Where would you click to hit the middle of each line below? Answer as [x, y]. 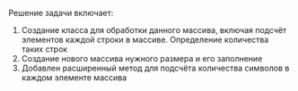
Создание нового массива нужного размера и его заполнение [142, 58]
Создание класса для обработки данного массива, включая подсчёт [154, 30]
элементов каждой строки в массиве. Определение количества [145, 40]
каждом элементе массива [74, 78]
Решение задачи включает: [61, 13]
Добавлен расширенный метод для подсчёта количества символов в [155, 68]
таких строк [44, 49]
